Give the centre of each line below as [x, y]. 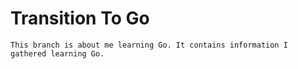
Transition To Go [80, 18]
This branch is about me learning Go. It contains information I [149, 45]
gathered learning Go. [57, 53]
